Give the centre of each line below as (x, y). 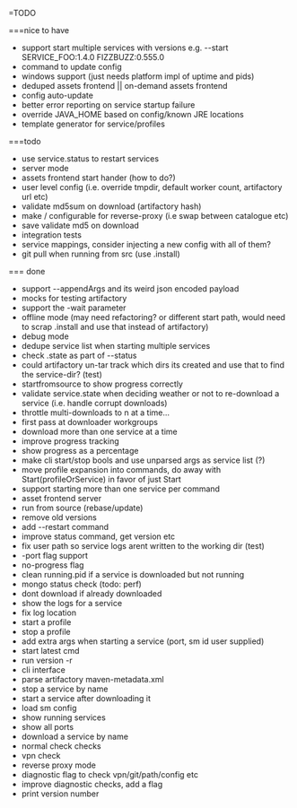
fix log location (49, 613)
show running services (64, 717)
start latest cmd (50, 651)
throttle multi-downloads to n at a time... (96, 413)
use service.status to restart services (90, 159)
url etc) (35, 197)
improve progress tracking (70, 441)
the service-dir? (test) (61, 374)
